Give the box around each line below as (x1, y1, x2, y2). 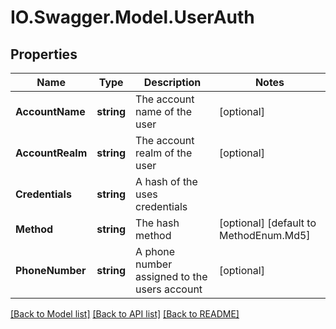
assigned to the (135, 270, 208, 283)
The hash (135, 216, 180, 230)
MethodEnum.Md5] (218, 229, 311, 242)
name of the (135, 105, 192, 118)
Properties (10, 46, 78, 63)
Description (143, 76, 202, 89)
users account (135, 282, 203, 296)
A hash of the (135, 175, 198, 188)
